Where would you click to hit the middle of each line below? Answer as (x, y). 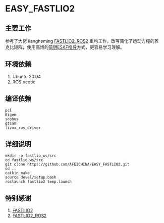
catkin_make (17, 173)
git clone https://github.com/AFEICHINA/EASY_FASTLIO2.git (67, 165)
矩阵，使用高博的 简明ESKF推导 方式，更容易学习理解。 (69, 47)
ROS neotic (24, 82)
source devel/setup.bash (31, 177)
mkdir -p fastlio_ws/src (31, 156)
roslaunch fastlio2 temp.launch (38, 182)
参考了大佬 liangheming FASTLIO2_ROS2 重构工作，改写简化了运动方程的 (80, 41)
